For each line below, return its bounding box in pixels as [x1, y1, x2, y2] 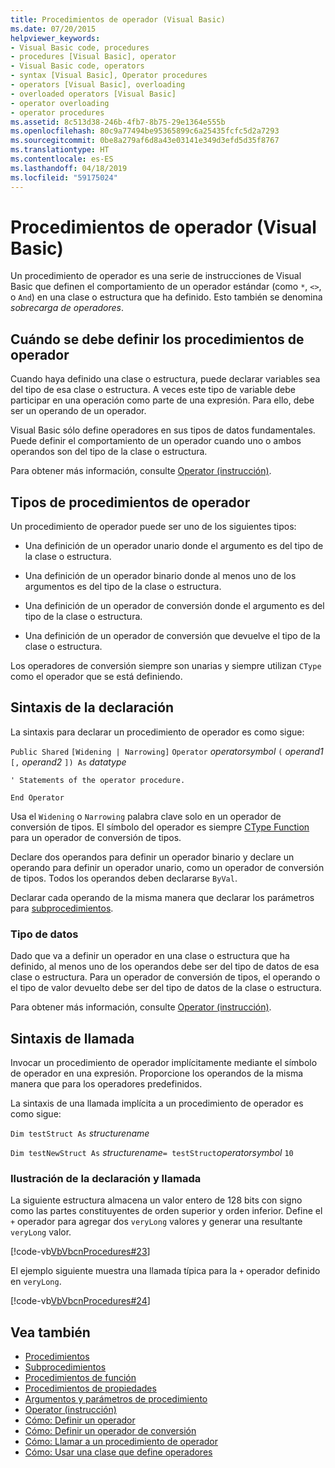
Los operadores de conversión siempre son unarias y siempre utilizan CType [10, 660, 322, 672]
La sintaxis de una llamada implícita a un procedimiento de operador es [10, 1097, 304, 1109]
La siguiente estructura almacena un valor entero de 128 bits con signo [10, 1194, 303, 1206]
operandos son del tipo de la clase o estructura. [10, 446, 208, 458]
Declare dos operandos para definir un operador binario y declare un [10, 851, 295, 863]
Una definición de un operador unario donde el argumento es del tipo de [24, 540, 324, 552]
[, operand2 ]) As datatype [10, 756, 127, 768]
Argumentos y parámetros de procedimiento [24, 1393, 208, 1405]
